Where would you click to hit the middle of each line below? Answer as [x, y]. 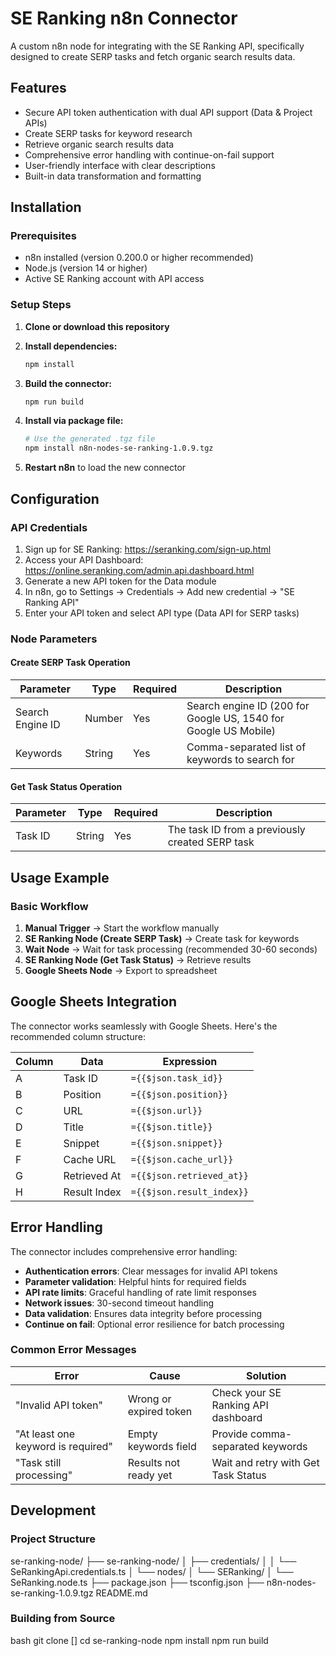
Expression [190, 1061]
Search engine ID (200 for [248, 706]
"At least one [45, 1434]
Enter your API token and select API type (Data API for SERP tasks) [162, 613]
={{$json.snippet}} [177, 1143]
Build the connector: [68, 383]
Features [38, 88]
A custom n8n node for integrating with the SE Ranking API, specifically [157, 46]
